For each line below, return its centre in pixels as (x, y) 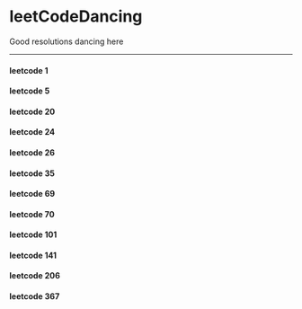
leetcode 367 (35, 296)
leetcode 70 (32, 214)
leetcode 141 (33, 255)
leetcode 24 (32, 132)
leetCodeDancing (76, 17)
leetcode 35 (32, 173)
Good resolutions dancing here (67, 41)
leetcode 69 (32, 194)
